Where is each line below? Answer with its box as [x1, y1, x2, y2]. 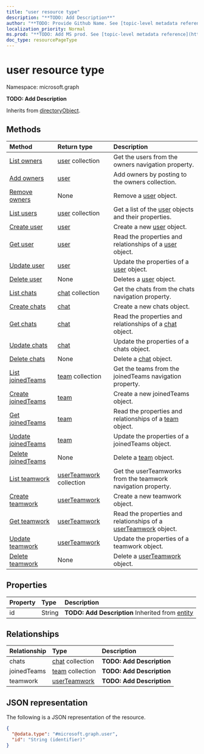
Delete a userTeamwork [113, 552, 181, 560]
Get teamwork [9, 517, 50, 525]
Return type [57, 142, 93, 151]
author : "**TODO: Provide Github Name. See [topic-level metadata [6, 20, 178, 26]
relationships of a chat [113, 319, 177, 328]
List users [9, 209, 38, 217]
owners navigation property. [113, 160, 194, 169]
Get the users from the [113, 152, 178, 161]
